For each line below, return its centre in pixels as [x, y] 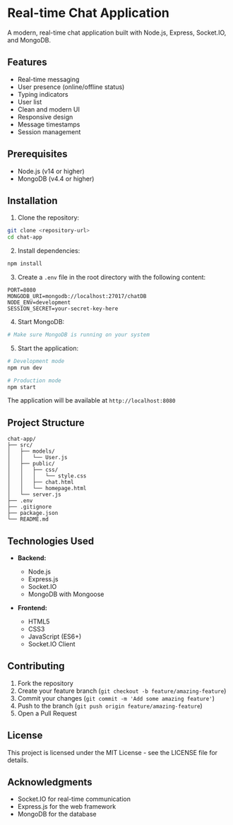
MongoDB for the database [57, 814]
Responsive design [45, 117]
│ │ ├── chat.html [41, 482]
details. [18, 760]
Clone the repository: [48, 218]
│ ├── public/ [31, 464]
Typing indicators [43, 94]
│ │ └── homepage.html [47, 489]
